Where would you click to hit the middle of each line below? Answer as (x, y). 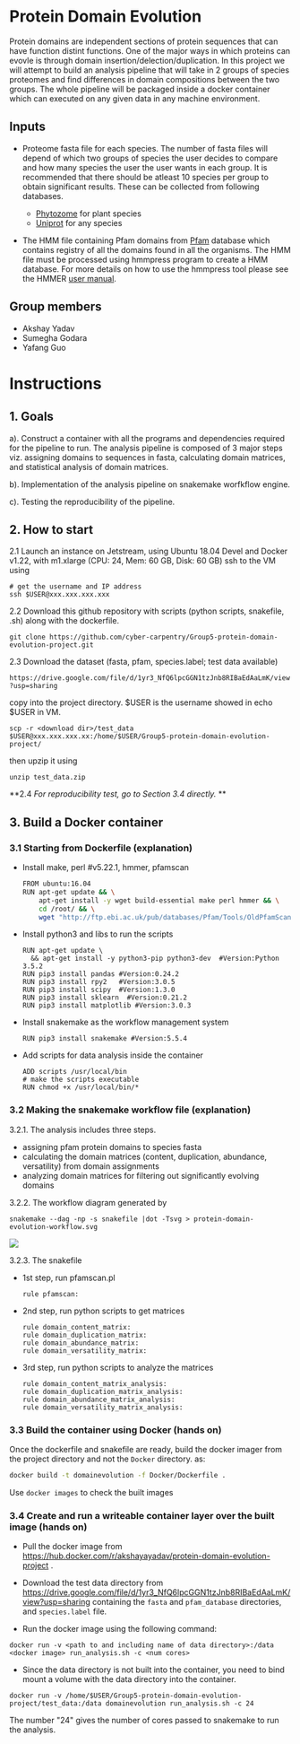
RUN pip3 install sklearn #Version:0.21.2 (105, 998)
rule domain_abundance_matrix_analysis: (99, 1400)
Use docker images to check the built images (91, 1492)
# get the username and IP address (76, 587)
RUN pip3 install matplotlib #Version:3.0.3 (107, 1006)
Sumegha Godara (55, 337)
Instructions (56, 384)
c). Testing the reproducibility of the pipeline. (92, 501)
